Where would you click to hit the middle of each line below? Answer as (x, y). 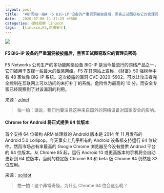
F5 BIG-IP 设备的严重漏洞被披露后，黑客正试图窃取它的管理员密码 (71, 53)
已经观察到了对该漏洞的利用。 (39, 89)
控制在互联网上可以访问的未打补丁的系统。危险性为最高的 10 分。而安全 (81, 83)
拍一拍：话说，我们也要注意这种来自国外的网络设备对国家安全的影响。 (88, 110)
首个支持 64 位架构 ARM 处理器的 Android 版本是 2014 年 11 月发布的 (74, 134)
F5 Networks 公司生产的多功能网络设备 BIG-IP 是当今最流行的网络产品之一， (82, 65)
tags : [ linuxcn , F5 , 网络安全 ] (35, 28)
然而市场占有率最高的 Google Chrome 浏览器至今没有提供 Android (80, 146)
